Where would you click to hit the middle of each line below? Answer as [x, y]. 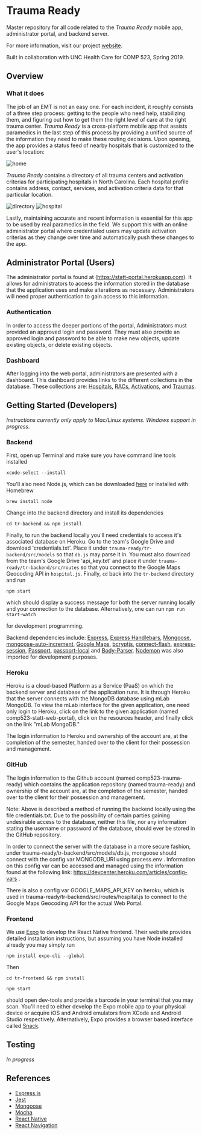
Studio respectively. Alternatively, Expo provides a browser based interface [99, 1019]
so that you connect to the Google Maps [131, 567]
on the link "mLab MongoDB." [43, 725]
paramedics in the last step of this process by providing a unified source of [99, 132]
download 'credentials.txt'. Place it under [57, 548]
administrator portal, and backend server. [58, 33]
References [28, 1078]
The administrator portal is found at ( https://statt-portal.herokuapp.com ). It [99, 277]
